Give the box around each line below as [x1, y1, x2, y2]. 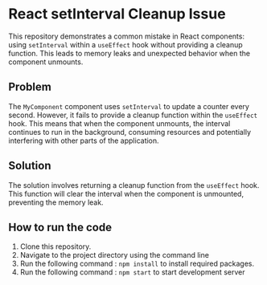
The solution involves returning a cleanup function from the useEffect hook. [8, 180, 260, 189]
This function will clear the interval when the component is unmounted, [8, 189, 244, 198]
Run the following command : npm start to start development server [19, 267, 245, 277]
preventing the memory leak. [8, 197, 104, 207]
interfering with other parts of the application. [8, 136, 159, 145]
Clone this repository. [19, 242, 92, 251]
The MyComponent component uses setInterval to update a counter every [8, 101, 249, 111]
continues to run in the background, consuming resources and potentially [8, 127, 252, 136]
